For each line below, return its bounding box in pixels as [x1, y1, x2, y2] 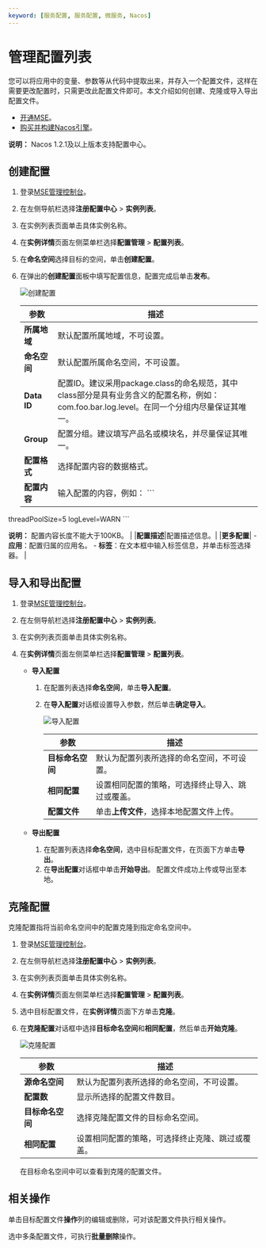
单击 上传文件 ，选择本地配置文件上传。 [95, 806, 239, 817]
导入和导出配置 [8, 576, 82, 590]
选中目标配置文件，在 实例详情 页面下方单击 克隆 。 [19, 1007, 180, 1016]
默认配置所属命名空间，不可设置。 [57, 357, 184, 368]
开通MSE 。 [19, 113, 56, 122]
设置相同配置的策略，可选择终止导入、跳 [95, 780, 247, 791]
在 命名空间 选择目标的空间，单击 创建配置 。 [19, 254, 159, 264]
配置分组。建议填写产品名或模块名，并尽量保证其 [57, 429, 240, 440]
